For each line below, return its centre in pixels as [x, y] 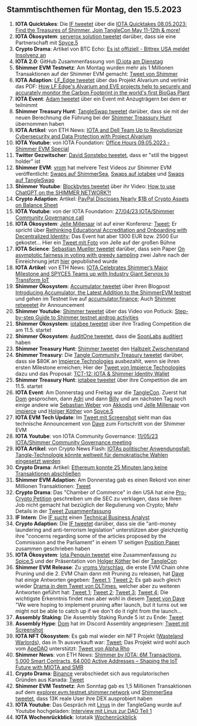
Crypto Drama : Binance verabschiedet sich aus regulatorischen [92, 673]
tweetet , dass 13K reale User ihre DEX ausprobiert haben [84, 698]
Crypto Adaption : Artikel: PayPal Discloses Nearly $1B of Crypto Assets [102, 199]
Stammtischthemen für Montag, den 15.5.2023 [94, 10]
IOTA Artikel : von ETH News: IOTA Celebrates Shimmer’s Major [91, 267]
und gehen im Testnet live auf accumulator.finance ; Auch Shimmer [96, 299]
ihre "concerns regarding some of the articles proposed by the [91, 536]
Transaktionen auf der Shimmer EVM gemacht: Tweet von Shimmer [96, 73]
